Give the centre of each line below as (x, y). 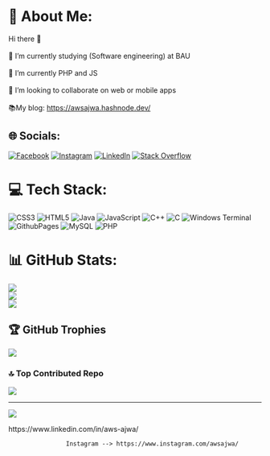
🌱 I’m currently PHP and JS (53, 73)
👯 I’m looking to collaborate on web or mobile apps (92, 90)
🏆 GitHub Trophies (57, 330)
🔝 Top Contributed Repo (56, 374)
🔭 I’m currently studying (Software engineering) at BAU (99, 56)
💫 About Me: (51, 17)
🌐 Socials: (35, 136)
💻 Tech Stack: (58, 189)
